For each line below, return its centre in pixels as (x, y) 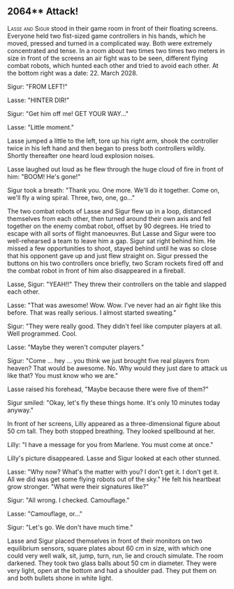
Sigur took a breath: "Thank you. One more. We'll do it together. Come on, (114, 190)
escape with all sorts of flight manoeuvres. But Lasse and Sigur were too (112, 233)
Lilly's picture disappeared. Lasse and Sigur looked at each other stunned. (114, 458)
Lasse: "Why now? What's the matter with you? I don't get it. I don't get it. (113, 471)
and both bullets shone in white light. (60, 578)
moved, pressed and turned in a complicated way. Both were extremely (110, 43)
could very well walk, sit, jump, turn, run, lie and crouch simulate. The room (115, 555)
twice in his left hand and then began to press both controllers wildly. (107, 148)
